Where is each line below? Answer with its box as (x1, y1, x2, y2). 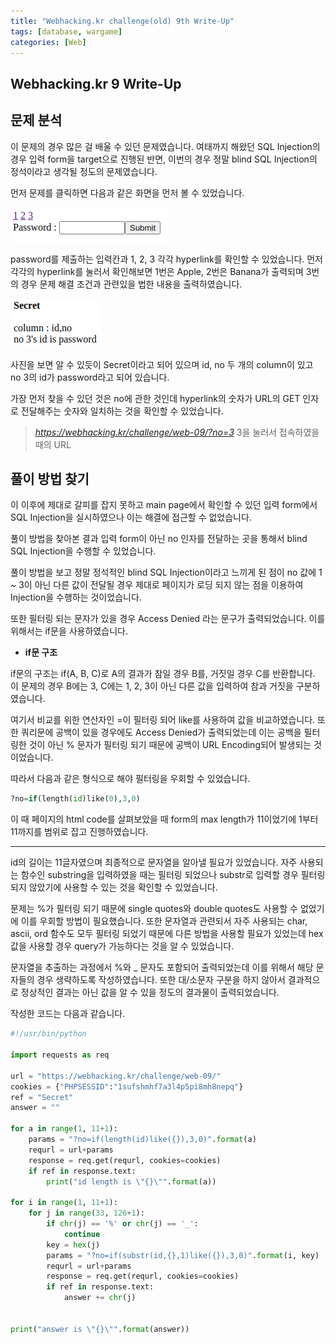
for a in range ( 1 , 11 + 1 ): (10, 1124, 118, 1134)
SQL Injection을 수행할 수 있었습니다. (10, 545, 157, 557)
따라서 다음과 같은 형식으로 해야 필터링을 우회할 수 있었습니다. (10, 773, 251, 785)
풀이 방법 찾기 (10, 470, 90, 487)
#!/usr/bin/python (10, 1029, 87, 1039)
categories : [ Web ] (10, 37, 87, 47)
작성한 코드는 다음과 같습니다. (10, 1008, 126, 1020)
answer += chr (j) (63, 1293, 137, 1303)
